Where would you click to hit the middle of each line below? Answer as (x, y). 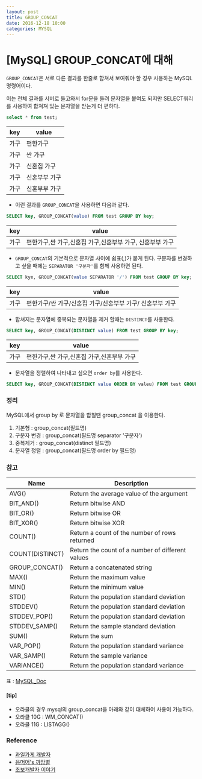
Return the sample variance (109, 656)
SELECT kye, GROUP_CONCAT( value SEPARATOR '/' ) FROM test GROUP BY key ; (99, 277)
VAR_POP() (25, 646)
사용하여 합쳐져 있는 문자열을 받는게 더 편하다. (66, 106)
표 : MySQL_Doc (26, 681)
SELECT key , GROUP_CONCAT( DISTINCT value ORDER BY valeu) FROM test (94, 384)
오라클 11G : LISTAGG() (42, 725)
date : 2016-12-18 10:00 (36, 23)
